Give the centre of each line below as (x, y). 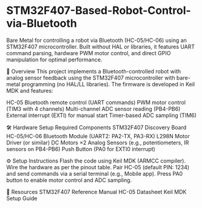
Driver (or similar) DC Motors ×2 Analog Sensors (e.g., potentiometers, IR (98, 143)
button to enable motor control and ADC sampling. (69, 180)
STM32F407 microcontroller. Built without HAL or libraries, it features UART (101, 47)
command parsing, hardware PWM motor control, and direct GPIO (89, 53)
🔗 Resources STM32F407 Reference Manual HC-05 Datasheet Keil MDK (96, 192)
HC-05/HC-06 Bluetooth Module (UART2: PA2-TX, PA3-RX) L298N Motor (98, 136)
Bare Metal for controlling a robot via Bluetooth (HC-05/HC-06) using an (96, 40)
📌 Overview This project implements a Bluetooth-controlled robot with (94, 71)
